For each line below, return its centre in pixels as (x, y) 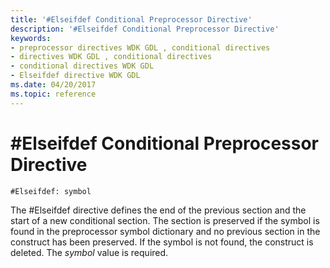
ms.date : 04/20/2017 (53, 85)
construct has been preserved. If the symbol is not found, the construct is (162, 242)
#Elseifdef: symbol (51, 191)
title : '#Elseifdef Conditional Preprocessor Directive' (131, 19)
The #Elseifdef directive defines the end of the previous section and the (158, 210)
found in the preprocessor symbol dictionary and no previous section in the (165, 231)
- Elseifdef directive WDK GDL (75, 76)
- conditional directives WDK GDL (82, 66)
